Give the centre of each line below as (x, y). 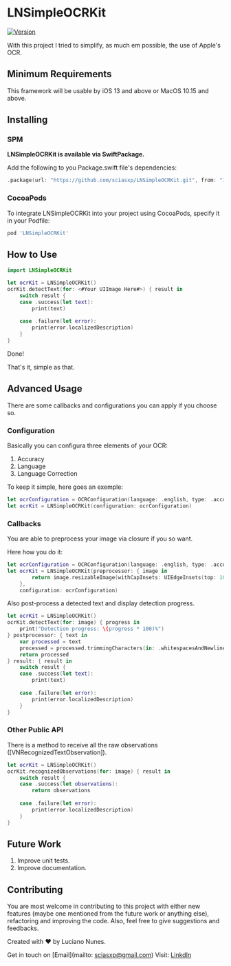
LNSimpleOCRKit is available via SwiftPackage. (76, 154)
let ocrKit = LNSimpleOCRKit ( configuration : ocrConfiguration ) (100, 506)
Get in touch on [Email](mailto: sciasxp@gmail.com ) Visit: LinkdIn (99, 955)
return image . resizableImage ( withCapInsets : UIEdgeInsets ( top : (124, 577)
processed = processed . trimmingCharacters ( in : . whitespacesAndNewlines (124, 648)
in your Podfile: (29, 220)
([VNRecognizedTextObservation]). (57, 752)
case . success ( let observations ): (69, 784)
